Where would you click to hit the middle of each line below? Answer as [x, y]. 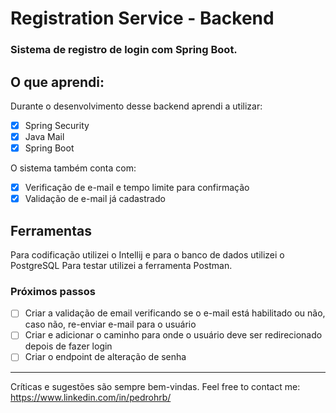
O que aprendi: [57, 82]
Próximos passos [53, 291]
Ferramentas [51, 230]
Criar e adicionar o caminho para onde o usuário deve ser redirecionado [173, 335]
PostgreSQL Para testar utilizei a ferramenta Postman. [121, 266]
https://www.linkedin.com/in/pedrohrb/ [91, 397]
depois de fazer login [68, 346]
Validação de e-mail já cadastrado [95, 199]
